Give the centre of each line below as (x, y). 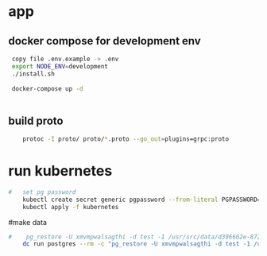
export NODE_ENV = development (60, 66)
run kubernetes (60, 171)
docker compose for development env (104, 41)
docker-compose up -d (47, 89)
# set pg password (43, 192)
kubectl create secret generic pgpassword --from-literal (120, 200)
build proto (36, 120)
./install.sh (33, 74)
